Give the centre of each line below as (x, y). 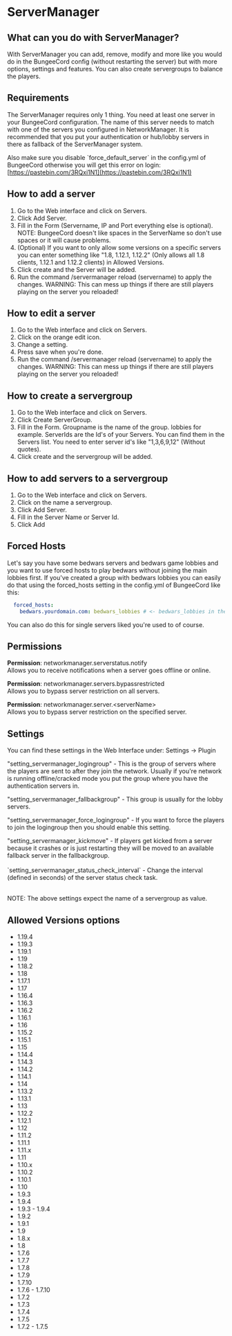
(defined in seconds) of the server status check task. (83, 878)
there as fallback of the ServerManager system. (75, 144)
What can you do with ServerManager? (93, 38)
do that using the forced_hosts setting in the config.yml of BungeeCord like (114, 585)
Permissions (35, 647)
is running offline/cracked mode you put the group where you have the (108, 779)
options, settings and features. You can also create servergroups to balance (115, 69)
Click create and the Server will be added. (77, 269)
